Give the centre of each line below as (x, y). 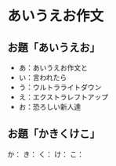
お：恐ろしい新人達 (50, 107)
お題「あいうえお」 (54, 47)
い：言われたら (43, 78)
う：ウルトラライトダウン (60, 87)
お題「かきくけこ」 (54, 134)
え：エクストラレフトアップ (63, 97)
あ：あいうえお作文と (53, 68)
